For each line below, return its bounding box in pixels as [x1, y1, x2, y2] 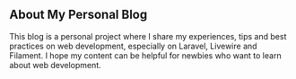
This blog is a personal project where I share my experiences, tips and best [9, 31, 287, 41]
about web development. [9, 59, 101, 70]
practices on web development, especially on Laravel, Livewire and [9, 40, 257, 51]
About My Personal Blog [9, 7, 148, 22]
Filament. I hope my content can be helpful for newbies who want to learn [9, 49, 282, 61]
